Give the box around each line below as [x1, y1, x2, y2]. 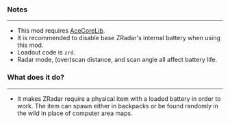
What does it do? [7, 73, 65, 82]
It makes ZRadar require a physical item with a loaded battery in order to [16, 94, 221, 103]
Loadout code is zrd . [16, 48, 76, 57]
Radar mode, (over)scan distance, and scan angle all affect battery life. [16, 56, 218, 64]
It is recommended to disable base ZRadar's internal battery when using [16, 34, 221, 42]
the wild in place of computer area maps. [16, 109, 133, 117]
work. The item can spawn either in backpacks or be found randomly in [16, 102, 219, 110]
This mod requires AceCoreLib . [16, 27, 105, 35]
